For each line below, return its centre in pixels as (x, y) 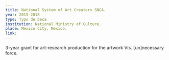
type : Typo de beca (26, 19)
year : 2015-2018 (22, 15)
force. (11, 53)
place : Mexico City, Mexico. (36, 29)
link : (11, 33)
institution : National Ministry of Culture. (53, 24)
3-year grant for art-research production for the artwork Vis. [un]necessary (85, 48)
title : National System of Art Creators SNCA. (56, 10)
